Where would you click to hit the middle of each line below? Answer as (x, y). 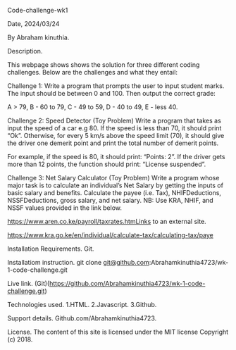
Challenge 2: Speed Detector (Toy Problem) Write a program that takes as (114, 120)
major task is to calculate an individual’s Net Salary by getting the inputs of (116, 185)
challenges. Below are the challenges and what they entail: (93, 72)
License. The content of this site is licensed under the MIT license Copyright (118, 332)
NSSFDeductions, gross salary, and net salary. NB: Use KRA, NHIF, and (110, 200)
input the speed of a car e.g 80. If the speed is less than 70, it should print (114, 128)
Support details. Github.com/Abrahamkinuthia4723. (82, 318)
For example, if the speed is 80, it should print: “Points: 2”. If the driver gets (116, 157)
